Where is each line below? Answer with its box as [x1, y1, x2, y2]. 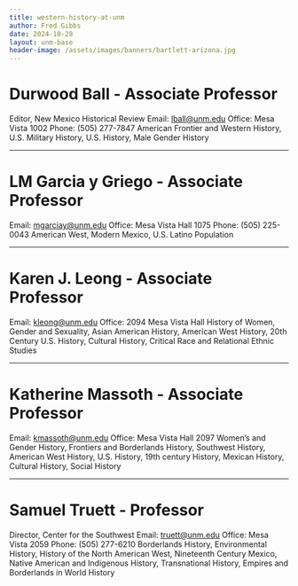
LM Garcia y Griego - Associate [9, 172, 244, 191]
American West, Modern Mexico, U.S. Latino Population [30, 230, 234, 239]
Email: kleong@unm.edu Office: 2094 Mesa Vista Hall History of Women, [9, 316, 276, 327]
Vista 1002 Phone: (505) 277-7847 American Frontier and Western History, [9, 123, 282, 134]
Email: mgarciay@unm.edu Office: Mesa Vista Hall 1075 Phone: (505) [9, 220, 262, 230]
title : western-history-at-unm [9, 12, 125, 22]
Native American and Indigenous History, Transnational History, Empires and [9, 558, 289, 568]
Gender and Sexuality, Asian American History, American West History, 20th [9, 325, 287, 337]
